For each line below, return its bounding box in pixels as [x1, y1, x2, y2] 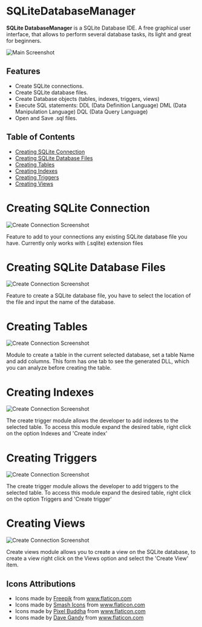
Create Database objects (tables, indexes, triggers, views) [15, 95, 160, 102]
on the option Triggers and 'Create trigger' [6, 495, 112, 503]
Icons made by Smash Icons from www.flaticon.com [15, 601, 145, 608]
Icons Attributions [6, 579, 76, 589]
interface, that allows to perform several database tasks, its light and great [6, 30, 192, 37]
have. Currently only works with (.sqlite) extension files [6, 239, 143, 246]
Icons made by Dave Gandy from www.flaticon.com [15, 614, 144, 621]
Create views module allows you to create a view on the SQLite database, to [6, 548, 196, 556]
